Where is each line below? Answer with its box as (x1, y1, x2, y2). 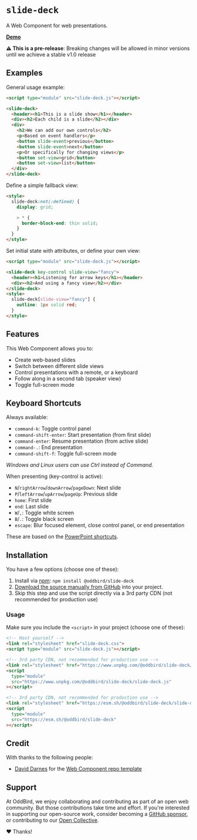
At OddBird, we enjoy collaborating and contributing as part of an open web (6, 798, 189, 805)
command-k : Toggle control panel (14, 425, 91, 432)
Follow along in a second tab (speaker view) (14, 375, 121, 382)
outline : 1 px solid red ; (16, 302, 77, 308)
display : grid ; (16, 204, 54, 210)
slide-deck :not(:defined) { (11, 199, 80, 205)
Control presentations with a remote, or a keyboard (14, 369, 138, 376)
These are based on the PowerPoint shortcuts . (6, 533, 118, 540)
